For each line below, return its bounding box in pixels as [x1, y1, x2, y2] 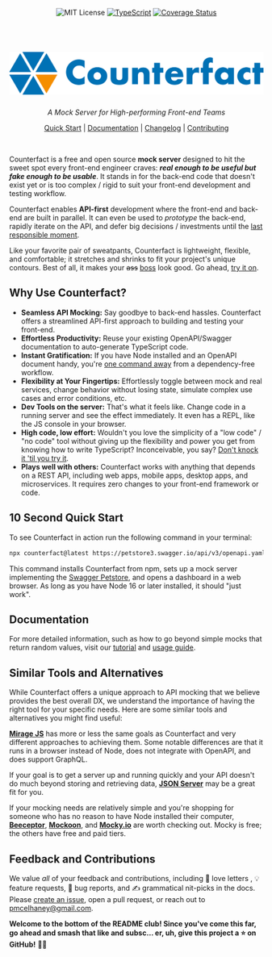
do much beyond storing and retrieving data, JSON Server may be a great [9, 779, 256, 788]
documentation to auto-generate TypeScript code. [20, 341, 189, 351]
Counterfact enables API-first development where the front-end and [9, 204, 237, 214]
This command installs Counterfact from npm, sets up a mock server [9, 563, 238, 573]
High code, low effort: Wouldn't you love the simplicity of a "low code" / [20, 428, 262, 437]
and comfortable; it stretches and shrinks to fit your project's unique [9, 254, 236, 264]
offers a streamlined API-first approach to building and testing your [20, 316, 245, 326]
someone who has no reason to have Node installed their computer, [9, 812, 235, 821]
